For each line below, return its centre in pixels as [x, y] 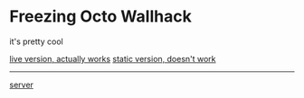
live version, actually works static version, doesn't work [113, 58]
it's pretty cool [36, 41]
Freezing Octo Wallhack [100, 17]
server [22, 85]
